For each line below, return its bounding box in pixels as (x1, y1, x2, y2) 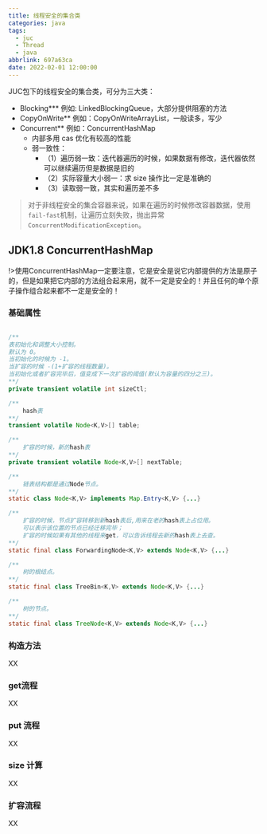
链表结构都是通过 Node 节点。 (22, 480, 103, 488)
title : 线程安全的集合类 (8, 11, 81, 20)
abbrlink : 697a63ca (8, 57, 73, 65)
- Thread (15, 41, 44, 49)
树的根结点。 (22, 568, 58, 576)
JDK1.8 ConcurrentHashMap (8, 244, 153, 258)
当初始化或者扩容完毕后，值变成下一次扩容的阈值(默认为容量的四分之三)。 (8, 370, 217, 379)
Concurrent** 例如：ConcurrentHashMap (19, 123, 157, 132)
